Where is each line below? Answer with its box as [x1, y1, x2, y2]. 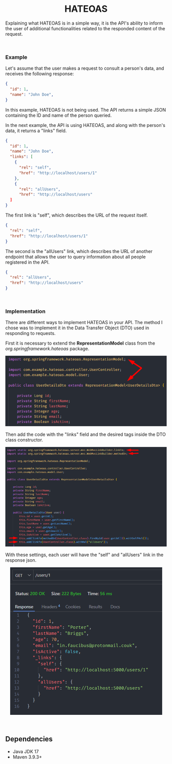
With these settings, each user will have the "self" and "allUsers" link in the [5, 551, 164, 558]
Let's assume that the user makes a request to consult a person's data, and [5, 65, 164, 72]
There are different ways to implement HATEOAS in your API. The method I [5, 320, 163, 326]
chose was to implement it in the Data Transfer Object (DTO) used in [5, 325, 149, 331]
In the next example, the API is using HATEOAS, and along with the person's [5, 122, 165, 128]
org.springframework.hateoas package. [5, 346, 90, 352]
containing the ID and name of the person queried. [5, 112, 112, 118]
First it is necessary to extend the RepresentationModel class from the [5, 340, 155, 346]
